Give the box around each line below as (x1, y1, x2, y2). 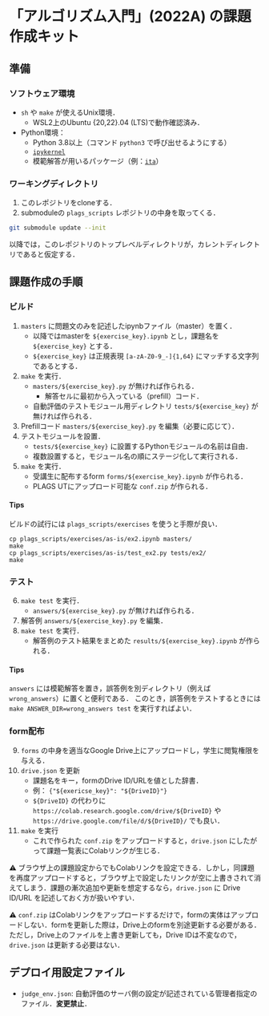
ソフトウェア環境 (9, 87, 75, 99)
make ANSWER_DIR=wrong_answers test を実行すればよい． (9, 703, 197, 714)
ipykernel (32, 148, 66, 156)
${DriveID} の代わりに (32, 795, 106, 805)
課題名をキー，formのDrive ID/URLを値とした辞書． (32, 775, 203, 785)
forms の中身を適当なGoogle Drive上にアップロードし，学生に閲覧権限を (20, 745, 259, 755)
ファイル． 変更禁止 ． (20, 998, 91, 1008)
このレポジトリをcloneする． (20, 198, 117, 208)
